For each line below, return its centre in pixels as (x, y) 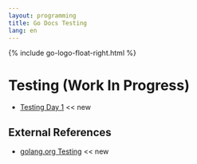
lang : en (23, 30)
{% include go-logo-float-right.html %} (73, 53)
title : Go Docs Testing (48, 23)
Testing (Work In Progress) (99, 85)
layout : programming (43, 16)
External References (60, 132)
